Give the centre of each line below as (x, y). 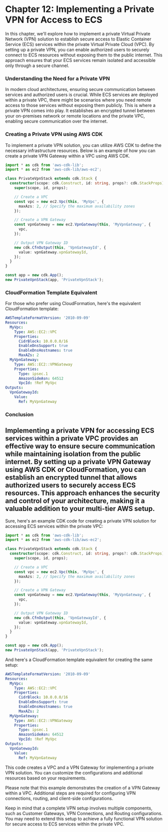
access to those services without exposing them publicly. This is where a (80, 105)
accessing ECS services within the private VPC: (54, 526)
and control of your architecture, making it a (75, 501)
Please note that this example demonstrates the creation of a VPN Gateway (83, 787)
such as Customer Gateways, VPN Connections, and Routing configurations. (84, 813)
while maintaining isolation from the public (73, 454)
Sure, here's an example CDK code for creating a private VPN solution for (81, 520)
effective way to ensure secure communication (80, 446)
